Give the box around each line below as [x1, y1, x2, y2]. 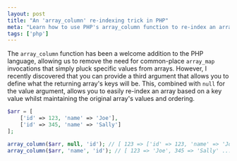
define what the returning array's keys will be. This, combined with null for [7, 79, 226, 88]
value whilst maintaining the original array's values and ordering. [7, 95, 195, 103]
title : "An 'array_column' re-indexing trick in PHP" [7, 17, 169, 24]
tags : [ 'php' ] [7, 30, 49, 37]
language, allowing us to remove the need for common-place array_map [7, 57, 215, 66]
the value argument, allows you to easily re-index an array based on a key [7, 87, 222, 95]
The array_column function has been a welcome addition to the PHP [7, 49, 204, 58]
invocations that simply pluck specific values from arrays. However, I [7, 64, 207, 73]
